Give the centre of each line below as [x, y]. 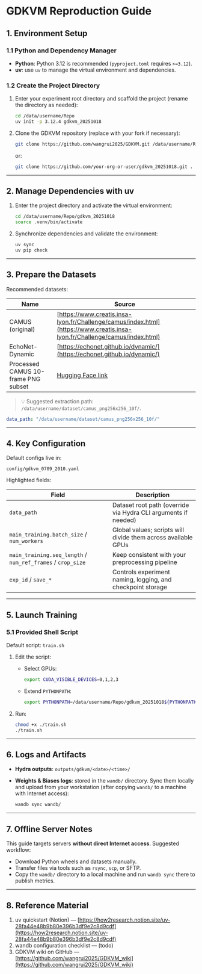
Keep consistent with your [149, 555]
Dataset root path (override [151, 505]
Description [153, 495]
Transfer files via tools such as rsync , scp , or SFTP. [78, 868]
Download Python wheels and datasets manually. [76, 861]
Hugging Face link [82, 375]
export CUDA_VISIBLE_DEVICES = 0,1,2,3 [71, 680]
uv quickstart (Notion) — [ [47, 920]
